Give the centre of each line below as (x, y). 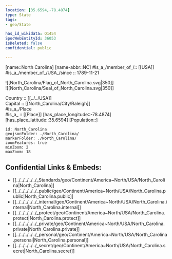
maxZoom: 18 (18, 152)
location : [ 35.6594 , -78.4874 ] (38, 10)
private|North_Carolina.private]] (46, 229)
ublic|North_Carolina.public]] (43, 196)
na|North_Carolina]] (34, 185)
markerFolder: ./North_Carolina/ (41, 138)
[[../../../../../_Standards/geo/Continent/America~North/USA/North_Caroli (89, 180)
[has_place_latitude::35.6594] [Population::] (52, 120)
